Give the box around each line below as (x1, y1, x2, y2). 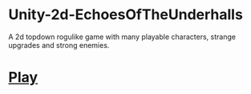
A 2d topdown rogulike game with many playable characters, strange (8, 32, 237, 41)
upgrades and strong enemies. (8, 40, 110, 49)
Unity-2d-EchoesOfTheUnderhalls (8, 6, 243, 24)
